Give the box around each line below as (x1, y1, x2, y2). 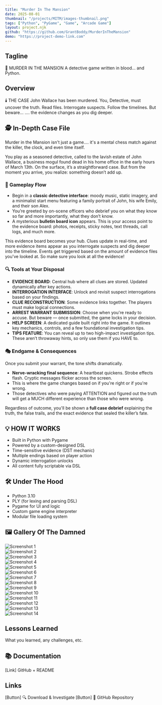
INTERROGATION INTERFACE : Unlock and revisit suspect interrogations (12, 289, 156, 295)
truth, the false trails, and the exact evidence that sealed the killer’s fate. (5, 410, 148, 416)
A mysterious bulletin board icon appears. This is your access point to (12, 218, 153, 224)
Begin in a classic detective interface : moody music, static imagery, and (12, 192, 158, 198)
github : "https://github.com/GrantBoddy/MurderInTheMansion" (5, 30, 131, 34)
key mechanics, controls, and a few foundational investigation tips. (12, 325, 145, 331)
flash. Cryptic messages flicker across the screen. (12, 375, 112, 381)
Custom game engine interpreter (12, 508, 77, 514)
